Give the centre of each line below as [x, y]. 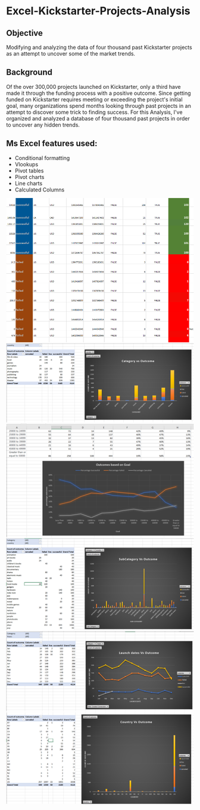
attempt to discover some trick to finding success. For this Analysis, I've [94, 112]
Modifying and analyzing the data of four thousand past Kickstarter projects [99, 47]
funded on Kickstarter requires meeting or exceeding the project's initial [94, 99]
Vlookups [26, 164]
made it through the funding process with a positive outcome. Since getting [99, 93]
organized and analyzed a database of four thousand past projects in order [98, 118]
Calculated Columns [40, 190]
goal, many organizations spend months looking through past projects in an [99, 106]
